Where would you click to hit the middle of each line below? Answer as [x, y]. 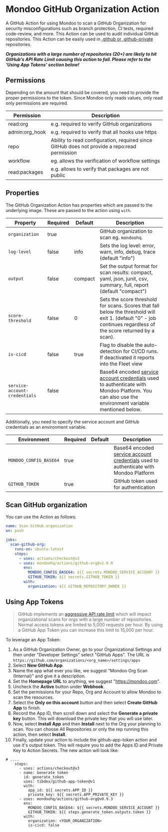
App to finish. [27, 708]
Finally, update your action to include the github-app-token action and [85, 739]
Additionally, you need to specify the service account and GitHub [73, 422]
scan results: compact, [126, 272]
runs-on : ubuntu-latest [39, 549]
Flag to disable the [121, 345]
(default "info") [117, 258]
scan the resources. [33, 697]
